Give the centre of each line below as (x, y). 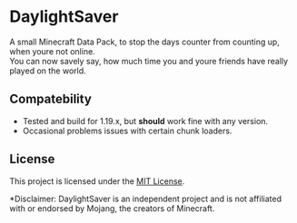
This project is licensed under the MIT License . (97, 181)
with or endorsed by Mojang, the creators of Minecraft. (112, 208)
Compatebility (51, 99)
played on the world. (48, 71)
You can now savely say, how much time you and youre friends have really (149, 61)
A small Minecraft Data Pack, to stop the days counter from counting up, (144, 42)
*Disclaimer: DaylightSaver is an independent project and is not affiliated (145, 199)
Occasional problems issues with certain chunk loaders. (127, 131)
